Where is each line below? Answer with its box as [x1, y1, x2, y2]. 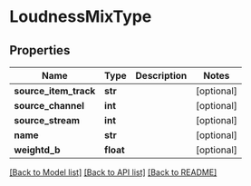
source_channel [14, 100, 84, 112]
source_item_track [14, 84, 96, 97]
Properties [9, 43, 71, 58]
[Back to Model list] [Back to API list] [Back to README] [9, 167, 217, 178]
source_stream [14, 114, 80, 126]
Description [135, 70, 188, 82]
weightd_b [14, 143, 61, 156]
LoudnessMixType [9, 6, 152, 27]
